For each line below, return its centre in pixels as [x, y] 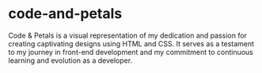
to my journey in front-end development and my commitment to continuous [131, 52]
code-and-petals [65, 14]
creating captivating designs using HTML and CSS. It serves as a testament [131, 43]
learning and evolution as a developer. [70, 60]
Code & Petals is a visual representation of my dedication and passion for [128, 35]
